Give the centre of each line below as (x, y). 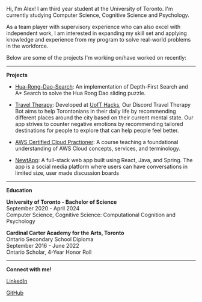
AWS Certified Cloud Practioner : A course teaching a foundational (96, 142)
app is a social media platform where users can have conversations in (101, 166)
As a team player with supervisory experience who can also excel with (93, 27)
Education (19, 190)
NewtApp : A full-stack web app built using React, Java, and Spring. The (104, 160)
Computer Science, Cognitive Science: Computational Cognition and (91, 215)
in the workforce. (27, 46)
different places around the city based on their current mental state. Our (104, 118)
